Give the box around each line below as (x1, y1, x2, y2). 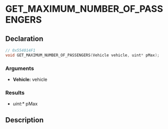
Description (5, 116, 44, 124)
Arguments (5, 64, 34, 72)
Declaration (5, 34, 44, 43)
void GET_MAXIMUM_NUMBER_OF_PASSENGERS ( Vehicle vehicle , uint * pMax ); (5, 52, 160, 58)
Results (5, 89, 25, 96)
